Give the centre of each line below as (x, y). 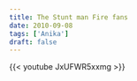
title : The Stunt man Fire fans (68, 17)
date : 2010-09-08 (41, 26)
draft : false (33, 42)
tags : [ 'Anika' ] (39, 33)
